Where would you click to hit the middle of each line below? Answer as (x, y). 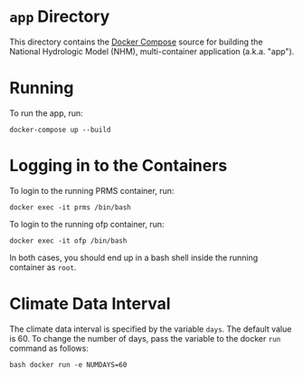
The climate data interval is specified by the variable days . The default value (151, 329)
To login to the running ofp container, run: (87, 224)
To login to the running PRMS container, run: (92, 190)
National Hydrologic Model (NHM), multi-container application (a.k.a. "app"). (152, 51)
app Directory (60, 17)
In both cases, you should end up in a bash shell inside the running (134, 257)
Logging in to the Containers (118, 166)
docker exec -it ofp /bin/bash (68, 241)
